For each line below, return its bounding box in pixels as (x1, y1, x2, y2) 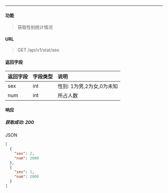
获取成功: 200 (5, 119, 34, 125)
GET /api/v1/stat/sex (17, 47, 59, 53)
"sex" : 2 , (14, 151, 35, 156)
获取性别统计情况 (17, 24, 53, 30)
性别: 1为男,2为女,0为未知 (57, 83, 118, 90)
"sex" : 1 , (14, 170, 35, 175)
